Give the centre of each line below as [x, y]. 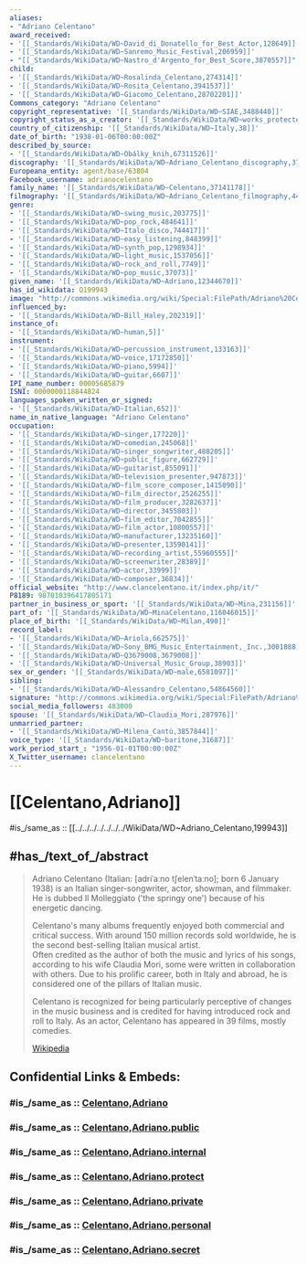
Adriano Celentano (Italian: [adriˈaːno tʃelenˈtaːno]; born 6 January [155, 878]
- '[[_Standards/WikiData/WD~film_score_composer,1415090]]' [128, 485]
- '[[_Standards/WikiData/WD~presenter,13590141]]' [110, 545]
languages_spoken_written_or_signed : [81, 400]
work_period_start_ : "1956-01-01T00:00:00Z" [95, 749]
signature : [30, 697]
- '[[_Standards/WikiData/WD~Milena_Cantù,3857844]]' [114, 732]
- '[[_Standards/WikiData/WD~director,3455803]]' [106, 511]
